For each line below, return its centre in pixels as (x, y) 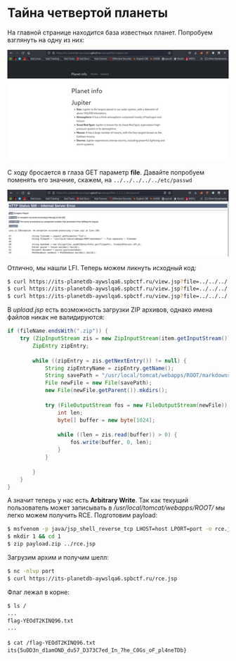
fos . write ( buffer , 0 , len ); (111, 442)
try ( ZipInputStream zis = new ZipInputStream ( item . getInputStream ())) (127, 339)
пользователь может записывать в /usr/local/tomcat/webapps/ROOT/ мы (116, 508)
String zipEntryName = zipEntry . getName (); (109, 368)
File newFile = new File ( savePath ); (98, 383)
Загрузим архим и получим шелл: (58, 558)
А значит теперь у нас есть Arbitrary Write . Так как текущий (98, 501)
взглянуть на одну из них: (46, 39)
